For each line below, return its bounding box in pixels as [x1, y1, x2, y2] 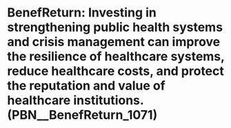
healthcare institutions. [7, 93, 144, 108]
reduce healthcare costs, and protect [7, 63, 224, 79]
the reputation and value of [7, 78, 165, 94]
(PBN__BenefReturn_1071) [7, 107, 158, 123]
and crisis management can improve [7, 34, 221, 50]
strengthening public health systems [7, 19, 223, 35]
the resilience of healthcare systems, [7, 49, 225, 65]
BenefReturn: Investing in [7, 5, 157, 21]
